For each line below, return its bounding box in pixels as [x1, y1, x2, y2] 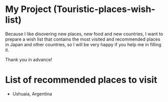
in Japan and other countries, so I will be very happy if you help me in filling [5, 41, 161, 47]
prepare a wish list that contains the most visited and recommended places [5, 36, 160, 42]
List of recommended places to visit [5, 74, 157, 86]
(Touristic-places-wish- [53, 4, 155, 15]
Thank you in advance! [5, 56, 53, 62]
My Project [5, 4, 52, 15]
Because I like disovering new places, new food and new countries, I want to [5, 31, 163, 37]
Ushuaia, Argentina [12, 90, 53, 96]
